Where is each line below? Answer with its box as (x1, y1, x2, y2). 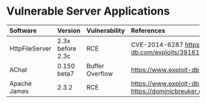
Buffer (86, 62, 104, 70)
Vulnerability (86, 26, 126, 35)
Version (57, 26, 81, 35)
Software (9, 26, 37, 35)
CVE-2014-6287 (131, 40, 184, 49)
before (57, 44, 77, 52)
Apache (9, 79, 32, 88)
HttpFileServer (9, 44, 51, 52)
